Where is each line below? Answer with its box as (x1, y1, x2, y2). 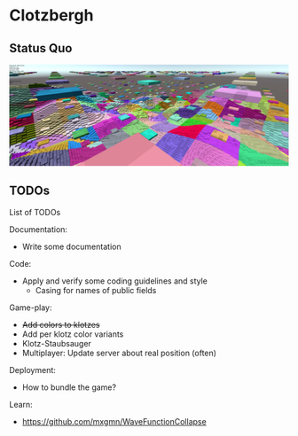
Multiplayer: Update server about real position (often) (21, 347, 217, 358)
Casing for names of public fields (35, 284, 157, 295)
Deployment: (9, 364, 56, 375)
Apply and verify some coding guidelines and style (21, 276, 208, 286)
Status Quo (9, 41, 73, 56)
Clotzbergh (9, 5, 94, 26)
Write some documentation (21, 241, 122, 252)
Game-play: (9, 302, 52, 313)
